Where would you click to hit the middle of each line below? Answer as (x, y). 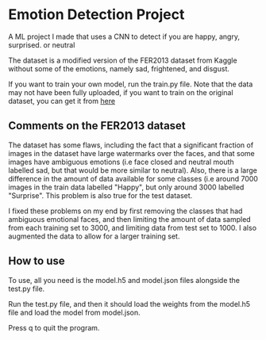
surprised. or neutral (42, 44)
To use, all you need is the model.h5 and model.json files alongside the (124, 280)
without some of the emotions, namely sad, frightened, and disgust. (119, 68)
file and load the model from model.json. (74, 312)
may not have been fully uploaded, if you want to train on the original (121, 92)
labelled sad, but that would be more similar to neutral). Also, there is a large (133, 170)
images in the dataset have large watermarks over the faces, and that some (132, 153)
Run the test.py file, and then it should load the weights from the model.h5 (129, 304)
